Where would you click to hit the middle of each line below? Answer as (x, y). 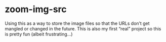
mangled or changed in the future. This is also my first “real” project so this (83, 28)
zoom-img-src (36, 9)
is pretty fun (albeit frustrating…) (39, 34)
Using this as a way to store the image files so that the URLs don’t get (77, 23)
